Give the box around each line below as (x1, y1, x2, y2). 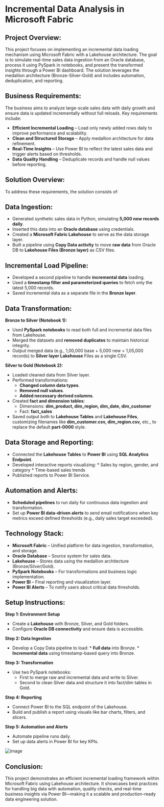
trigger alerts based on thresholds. (12, 151, 82, 157)
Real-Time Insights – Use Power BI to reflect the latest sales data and (12, 146, 153, 152)
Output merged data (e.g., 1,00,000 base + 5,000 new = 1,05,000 (12, 348, 143, 354)
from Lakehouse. (12, 332, 47, 338)
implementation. (12, 573, 45, 580)
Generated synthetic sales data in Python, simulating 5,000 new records (12, 216, 159, 222)
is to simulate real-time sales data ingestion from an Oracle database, (5, 57, 145, 62)
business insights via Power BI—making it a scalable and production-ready (5, 791, 156, 797)
